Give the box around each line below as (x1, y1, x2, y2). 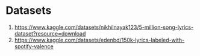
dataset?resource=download (14, 30, 86, 37)
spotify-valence (14, 43, 54, 50)
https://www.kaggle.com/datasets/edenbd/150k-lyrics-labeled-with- (14, 36, 185, 43)
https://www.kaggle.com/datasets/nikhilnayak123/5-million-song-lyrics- (14, 23, 194, 31)
